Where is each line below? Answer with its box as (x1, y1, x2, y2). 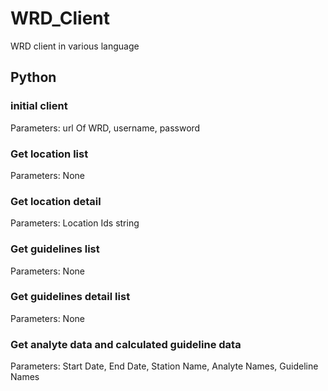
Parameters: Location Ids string (10, 217, 140, 229)
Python (10, 69, 57, 86)
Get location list (10, 147, 89, 161)
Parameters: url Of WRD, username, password (10, 122, 201, 134)
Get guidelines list (10, 242, 100, 256)
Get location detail (10, 194, 102, 208)
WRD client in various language (10, 40, 140, 52)
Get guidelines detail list (10, 290, 131, 304)
